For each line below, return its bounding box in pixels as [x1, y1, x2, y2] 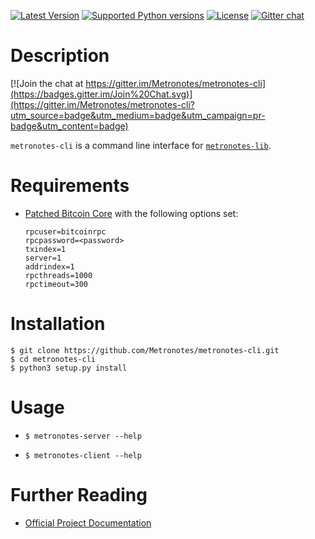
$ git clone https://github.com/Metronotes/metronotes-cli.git [10, 345, 280, 355]
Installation [10, 313, 106, 335]
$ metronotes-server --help [24, 431, 142, 441]
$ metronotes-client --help [24, 450, 142, 460]
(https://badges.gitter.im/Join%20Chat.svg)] [10, 88, 193, 100]
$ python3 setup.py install [10, 363, 128, 373]
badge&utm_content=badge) [10, 120, 129, 132]
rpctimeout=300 [24, 279, 89, 289]
